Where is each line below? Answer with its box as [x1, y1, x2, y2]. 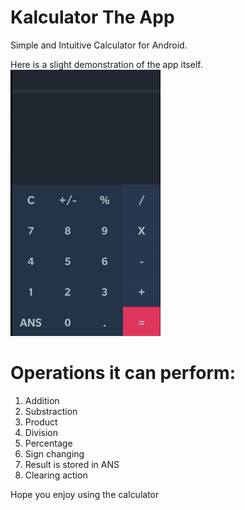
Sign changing [24, 447, 85, 460]
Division [24, 426, 58, 438]
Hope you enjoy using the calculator [10, 488, 160, 500]
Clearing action [24, 469, 88, 481]
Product [24, 416, 58, 428]
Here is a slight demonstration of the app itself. [10, 58, 203, 70]
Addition [24, 394, 60, 406]
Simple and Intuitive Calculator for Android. [10, 39, 188, 51]
